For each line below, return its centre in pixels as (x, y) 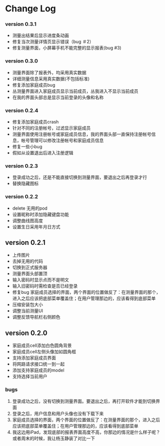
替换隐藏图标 (25, 183)
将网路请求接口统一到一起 (38, 364)
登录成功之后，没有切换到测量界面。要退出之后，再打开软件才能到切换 (84, 401)
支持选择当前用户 (30, 377)
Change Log (30, 9)
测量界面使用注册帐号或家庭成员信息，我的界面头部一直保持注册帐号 (82, 134)
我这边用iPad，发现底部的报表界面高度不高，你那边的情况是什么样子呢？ (86, 432)
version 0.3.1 (21, 24)
